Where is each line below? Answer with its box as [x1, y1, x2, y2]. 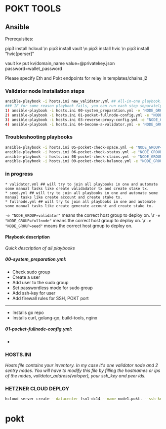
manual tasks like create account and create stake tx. [5, 194, 123, 200]
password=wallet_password [5, 65, 63, 71]
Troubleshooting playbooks [5, 133, 73, 140]
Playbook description [5, 234, 50, 240]
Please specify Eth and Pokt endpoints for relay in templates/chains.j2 [5, 75, 148, 81]
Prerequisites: [5, 36, 34, 42]
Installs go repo [12, 309, 44, 315]
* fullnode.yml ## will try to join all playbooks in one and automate [5, 199, 156, 204]
